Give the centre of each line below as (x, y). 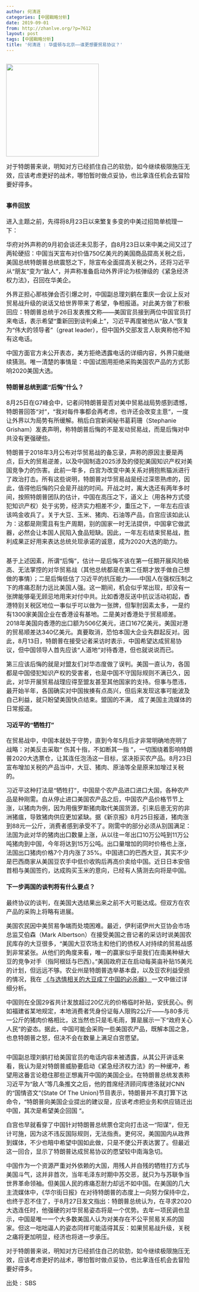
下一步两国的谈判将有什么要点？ (51, 887)
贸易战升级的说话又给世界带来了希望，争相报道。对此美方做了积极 (98, 304)
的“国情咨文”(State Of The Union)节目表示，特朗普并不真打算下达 (97, 1092)
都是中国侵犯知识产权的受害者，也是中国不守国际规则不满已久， (95, 673)
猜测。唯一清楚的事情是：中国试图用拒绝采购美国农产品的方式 (98, 362)
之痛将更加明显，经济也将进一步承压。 (60, 1237)
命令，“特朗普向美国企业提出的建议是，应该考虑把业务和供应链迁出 (99, 1101)
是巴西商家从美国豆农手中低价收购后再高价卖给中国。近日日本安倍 (98, 862)
